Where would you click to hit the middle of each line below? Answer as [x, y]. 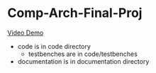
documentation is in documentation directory [83, 61]
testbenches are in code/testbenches [83, 54]
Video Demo [26, 33]
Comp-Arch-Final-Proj [75, 13]
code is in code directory [54, 46]
